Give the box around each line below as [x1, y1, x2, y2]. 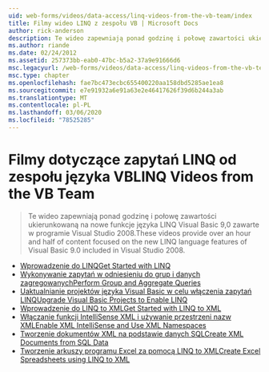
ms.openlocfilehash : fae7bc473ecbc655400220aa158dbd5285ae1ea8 [8, 79, 224, 87]
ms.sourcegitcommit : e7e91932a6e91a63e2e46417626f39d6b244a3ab [8, 86, 224, 95]
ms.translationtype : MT [8, 94, 88, 102]
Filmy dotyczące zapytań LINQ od [8, 151, 237, 169]
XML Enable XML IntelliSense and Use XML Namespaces [19, 320, 207, 330]
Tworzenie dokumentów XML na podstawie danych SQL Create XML [19, 329, 244, 338]
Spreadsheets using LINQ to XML [19, 354, 130, 364]
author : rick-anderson [8, 26, 84, 34]
